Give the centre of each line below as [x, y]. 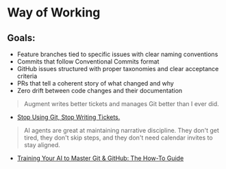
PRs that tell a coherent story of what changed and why [96, 83]
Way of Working [54, 13]
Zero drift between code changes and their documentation [100, 91]
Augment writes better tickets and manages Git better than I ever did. [121, 104]
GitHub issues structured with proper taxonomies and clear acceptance [118, 69]
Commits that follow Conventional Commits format [88, 62]
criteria [27, 76]
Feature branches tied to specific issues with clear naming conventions [117, 54]
